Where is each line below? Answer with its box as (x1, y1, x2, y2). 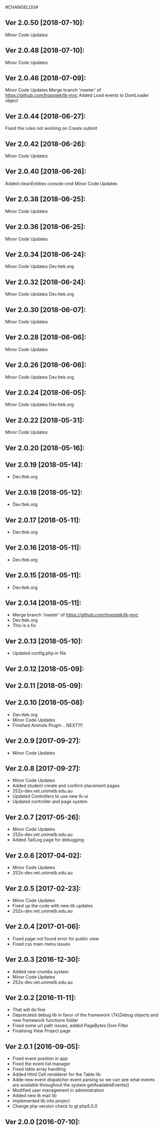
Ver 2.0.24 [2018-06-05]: (5, 388, 86, 397)
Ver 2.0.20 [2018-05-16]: (5, 444, 85, 452)
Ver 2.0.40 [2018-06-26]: (5, 167, 86, 176)
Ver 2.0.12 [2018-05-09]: (5, 665, 84, 673)
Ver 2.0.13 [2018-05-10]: (5, 637, 83, 645)
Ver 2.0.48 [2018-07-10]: (5, 46, 85, 55)
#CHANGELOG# (5, 4, 39, 10)
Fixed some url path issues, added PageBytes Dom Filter (12, 1022, 129, 1028)
